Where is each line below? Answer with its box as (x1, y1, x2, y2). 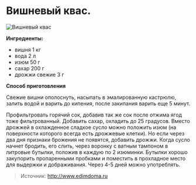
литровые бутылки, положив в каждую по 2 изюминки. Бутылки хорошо (6, 148, 188, 156)
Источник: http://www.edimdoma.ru (20, 172, 108, 179)
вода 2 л (14, 52, 36, 59)
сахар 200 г (14, 64, 45, 71)
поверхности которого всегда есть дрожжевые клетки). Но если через (6, 130, 185, 137)
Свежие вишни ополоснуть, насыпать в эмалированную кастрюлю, (6, 94, 177, 101)
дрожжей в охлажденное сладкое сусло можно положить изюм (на (6, 124, 177, 131)
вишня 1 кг (14, 46, 41, 53)
